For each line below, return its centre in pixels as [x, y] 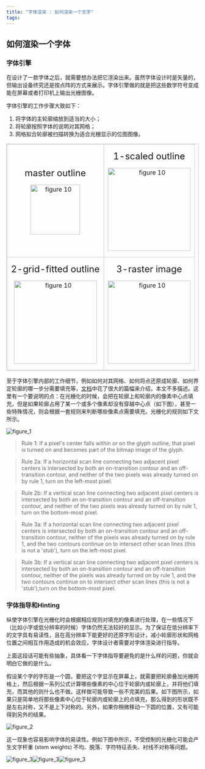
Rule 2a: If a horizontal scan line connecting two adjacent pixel [100, 462]
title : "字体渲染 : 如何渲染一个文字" [50, 12]
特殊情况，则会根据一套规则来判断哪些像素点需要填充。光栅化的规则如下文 [105, 411]
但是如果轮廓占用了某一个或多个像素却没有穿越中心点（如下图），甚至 [104, 404]
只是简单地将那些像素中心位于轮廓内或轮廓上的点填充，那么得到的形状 [99, 699]
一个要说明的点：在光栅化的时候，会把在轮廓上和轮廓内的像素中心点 [102, 396]
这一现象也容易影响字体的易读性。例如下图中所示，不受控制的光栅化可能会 [100, 740]
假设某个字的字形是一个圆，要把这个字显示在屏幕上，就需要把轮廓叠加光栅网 [103, 677]
